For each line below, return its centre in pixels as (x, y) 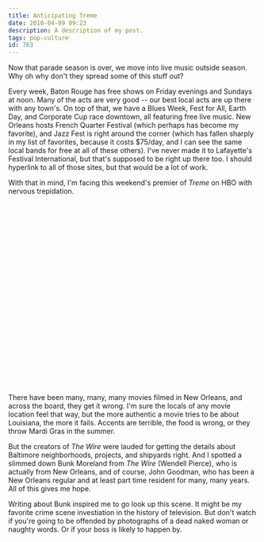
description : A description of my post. (76, 30)
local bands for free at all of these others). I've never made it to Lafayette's (130, 151)
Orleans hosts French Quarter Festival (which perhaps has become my (124, 125)
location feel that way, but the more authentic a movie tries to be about (124, 414)
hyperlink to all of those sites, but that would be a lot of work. (108, 167)
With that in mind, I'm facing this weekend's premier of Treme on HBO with (130, 183)
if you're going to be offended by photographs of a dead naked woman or (128, 521)
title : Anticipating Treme (53, 15)
